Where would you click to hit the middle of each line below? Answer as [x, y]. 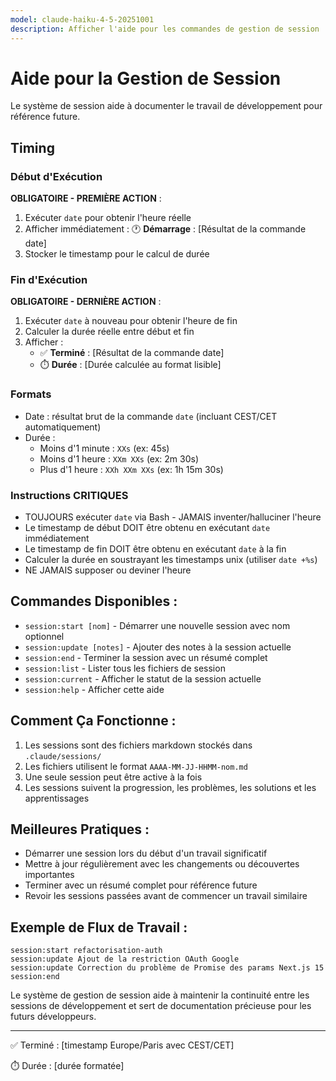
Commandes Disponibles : [94, 601]
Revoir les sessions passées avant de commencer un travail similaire [166, 896]
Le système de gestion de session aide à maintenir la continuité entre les [160, 995]
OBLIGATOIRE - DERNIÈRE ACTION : [86, 302]
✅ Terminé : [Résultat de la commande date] [132, 353]
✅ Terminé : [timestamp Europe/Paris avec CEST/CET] [122, 1045]
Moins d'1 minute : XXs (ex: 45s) [104, 448]
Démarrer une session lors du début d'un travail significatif [146, 853]
